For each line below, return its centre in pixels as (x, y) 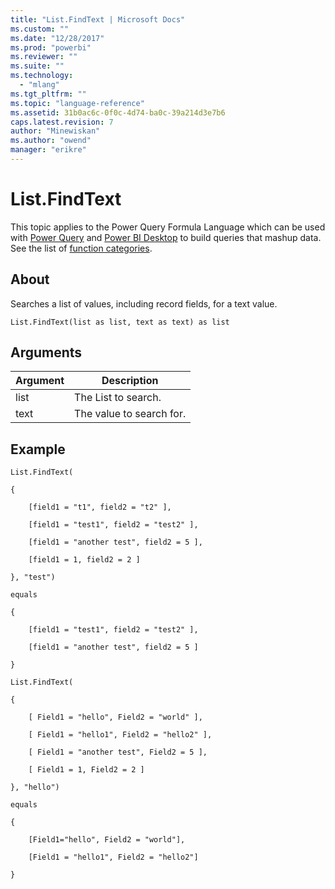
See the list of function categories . (81, 248)
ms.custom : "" (40, 29)
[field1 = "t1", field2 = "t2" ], (100, 507)
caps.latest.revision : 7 (62, 122)
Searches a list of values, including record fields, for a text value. (144, 303)
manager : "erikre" (48, 150)
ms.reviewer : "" (44, 57)
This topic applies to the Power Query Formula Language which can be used (168, 227)
